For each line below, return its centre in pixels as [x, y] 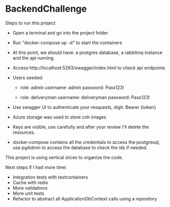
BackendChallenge [46, 9]
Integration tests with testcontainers [50, 177]
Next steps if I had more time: [36, 167]
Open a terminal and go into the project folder [60, 33]
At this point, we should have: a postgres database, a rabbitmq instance [88, 52]
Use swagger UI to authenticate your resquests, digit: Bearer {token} [84, 107]
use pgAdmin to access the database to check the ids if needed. [80, 147]
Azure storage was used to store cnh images [59, 117]
